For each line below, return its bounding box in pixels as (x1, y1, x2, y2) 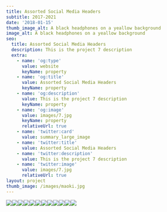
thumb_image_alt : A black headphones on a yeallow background (6, 25, 161, 31)
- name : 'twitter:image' (16, 161, 77, 167)
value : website (21, 63, 59, 69)
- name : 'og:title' (16, 74, 64, 80)
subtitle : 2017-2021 (6, 14, 57, 20)
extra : (11, 52, 28, 58)
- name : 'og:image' (16, 107, 64, 113)
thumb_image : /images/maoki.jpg (6, 183, 85, 189)
